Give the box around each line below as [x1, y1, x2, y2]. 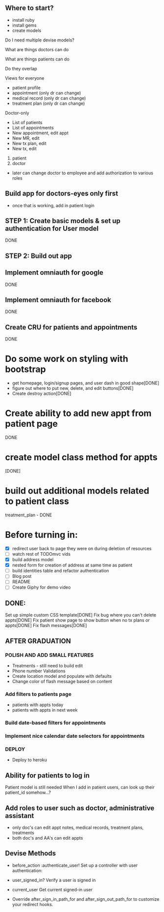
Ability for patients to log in [5, 771, 90, 780]
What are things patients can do [5, 56, 70, 62]
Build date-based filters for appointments [5, 720, 106, 726]
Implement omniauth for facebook [5, 296, 112, 304]
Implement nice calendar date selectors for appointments [5, 733, 145, 740]
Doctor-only [5, 110, 29, 116]
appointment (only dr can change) [12, 90, 81, 95]
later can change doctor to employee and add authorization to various [12, 170, 153, 176]
